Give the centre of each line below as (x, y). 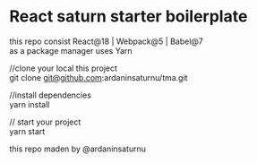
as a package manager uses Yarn (71, 50)
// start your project (45, 122)
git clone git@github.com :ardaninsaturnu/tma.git (99, 77)
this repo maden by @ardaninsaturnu (77, 149)
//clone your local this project (64, 68)
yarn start (27, 131)
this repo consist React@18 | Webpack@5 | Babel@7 (107, 41)
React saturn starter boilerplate (128, 17)
